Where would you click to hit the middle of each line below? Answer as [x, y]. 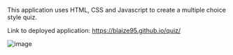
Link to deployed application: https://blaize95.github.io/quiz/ [94, 31]
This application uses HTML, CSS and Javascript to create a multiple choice [116, 10]
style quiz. [22, 17]
